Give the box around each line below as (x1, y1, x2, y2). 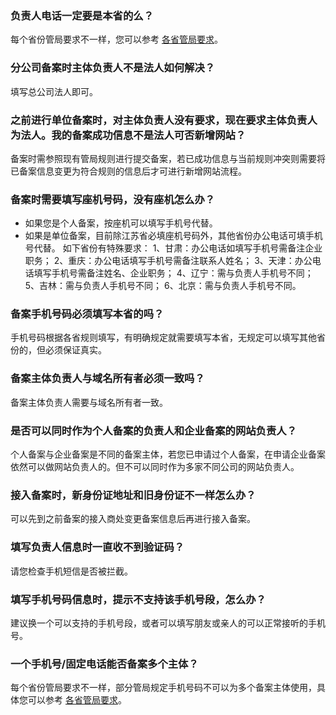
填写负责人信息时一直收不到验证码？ (10, 540, 185, 554)
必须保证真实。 (44, 344, 107, 356)
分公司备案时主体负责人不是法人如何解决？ (10, 61, 216, 75)
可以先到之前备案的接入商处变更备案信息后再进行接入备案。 (10, 513, 256, 525)
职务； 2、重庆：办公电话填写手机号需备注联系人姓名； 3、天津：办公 (24, 255, 313, 267)
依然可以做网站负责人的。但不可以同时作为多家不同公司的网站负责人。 (10, 461, 300, 473)
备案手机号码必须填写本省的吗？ (10, 307, 165, 321)
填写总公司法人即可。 (10, 85, 98, 97)
